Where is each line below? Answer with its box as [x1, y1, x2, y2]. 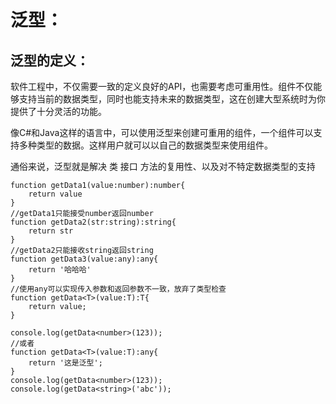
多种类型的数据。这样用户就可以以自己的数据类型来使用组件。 [18, 139, 273, 151]
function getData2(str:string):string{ [10, 217, 177, 227]
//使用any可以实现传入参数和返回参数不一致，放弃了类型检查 [10, 284, 227, 294]
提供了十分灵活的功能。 [10, 106, 107, 117]
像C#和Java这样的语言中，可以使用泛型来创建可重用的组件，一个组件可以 [10, 127, 314, 138]
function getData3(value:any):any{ [10, 254, 159, 264]
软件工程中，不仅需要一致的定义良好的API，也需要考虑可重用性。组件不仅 [10, 81, 314, 92]
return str [28, 226, 74, 236]
